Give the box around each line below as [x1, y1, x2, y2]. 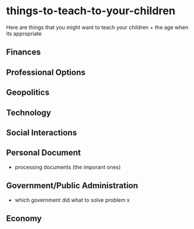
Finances [6, 47, 41, 57]
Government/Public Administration [6, 180, 138, 191]
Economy [6, 213, 42, 223]
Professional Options [6, 67, 86, 78]
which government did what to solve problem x [14, 196, 130, 204]
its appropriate [6, 30, 42, 37]
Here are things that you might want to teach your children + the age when [6, 24, 189, 31]
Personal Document [6, 148, 81, 158]
